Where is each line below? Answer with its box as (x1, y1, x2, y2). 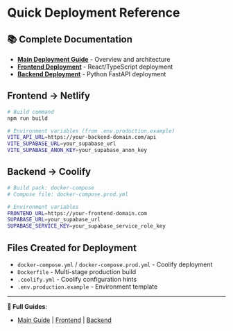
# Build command (7, 108, 54, 115)
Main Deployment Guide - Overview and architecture (17, 56, 171, 63)
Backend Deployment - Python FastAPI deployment (17, 70, 166, 78)
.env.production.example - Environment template (17, 282, 158, 291)
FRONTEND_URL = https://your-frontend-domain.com (7, 210, 148, 217)
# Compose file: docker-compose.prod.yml (7, 191, 129, 198)
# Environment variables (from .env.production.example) (7, 127, 175, 135)
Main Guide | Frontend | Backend (17, 316, 112, 324)
